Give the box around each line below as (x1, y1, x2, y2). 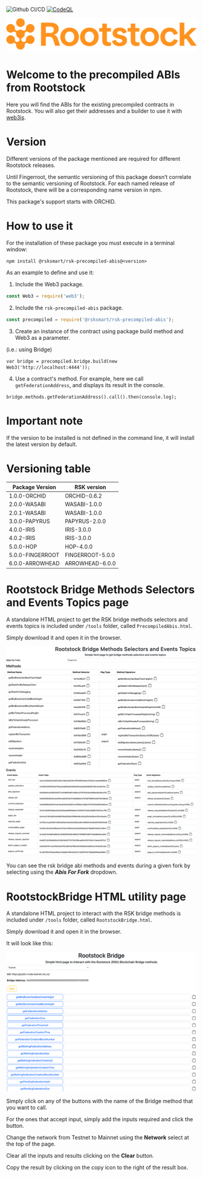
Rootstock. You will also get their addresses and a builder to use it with (6, 107, 182, 115)
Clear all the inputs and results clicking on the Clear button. (6, 1152, 154, 1159)
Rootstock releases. (6, 161, 56, 169)
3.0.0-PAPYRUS (8, 518, 50, 525)
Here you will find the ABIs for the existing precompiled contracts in (6, 101, 175, 108)
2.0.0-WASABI (8, 501, 47, 508)
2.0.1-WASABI (8, 509, 47, 516)
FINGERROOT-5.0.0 (65, 551, 115, 558)
